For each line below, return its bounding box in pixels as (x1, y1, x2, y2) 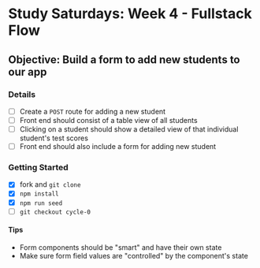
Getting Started (8, 162, 69, 173)
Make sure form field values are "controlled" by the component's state (19, 251, 248, 260)
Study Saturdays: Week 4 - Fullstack (8, 5, 252, 23)
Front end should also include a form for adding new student (19, 142, 217, 151)
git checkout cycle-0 (19, 208, 91, 216)
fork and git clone (19, 180, 81, 189)
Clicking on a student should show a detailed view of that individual (19, 125, 239, 134)
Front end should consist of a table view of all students (19, 115, 199, 125)
